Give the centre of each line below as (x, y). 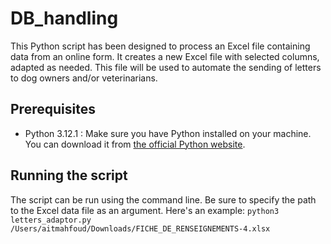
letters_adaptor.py (51, 220)
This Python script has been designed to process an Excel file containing (160, 46)
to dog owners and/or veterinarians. (84, 78)
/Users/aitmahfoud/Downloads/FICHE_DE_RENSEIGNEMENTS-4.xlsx (140, 228)
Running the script (69, 175)
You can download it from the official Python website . (135, 144)
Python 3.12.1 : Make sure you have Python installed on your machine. (168, 133)
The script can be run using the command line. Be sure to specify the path (163, 199)
